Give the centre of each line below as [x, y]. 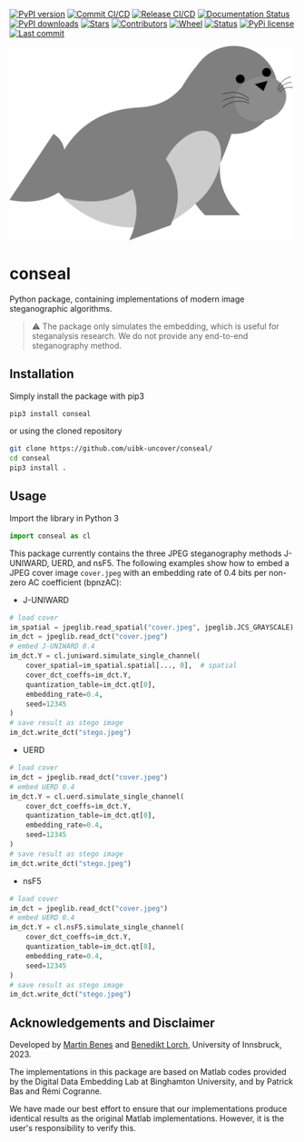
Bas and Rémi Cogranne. [56, 1091]
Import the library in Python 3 [64, 518]
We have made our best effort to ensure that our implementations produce [148, 1109]
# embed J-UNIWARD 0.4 [52, 646]
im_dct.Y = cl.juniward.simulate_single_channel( [105, 656]
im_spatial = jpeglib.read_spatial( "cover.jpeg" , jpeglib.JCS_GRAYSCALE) [152, 627]
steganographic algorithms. [61, 308]
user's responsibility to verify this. [73, 1128]
